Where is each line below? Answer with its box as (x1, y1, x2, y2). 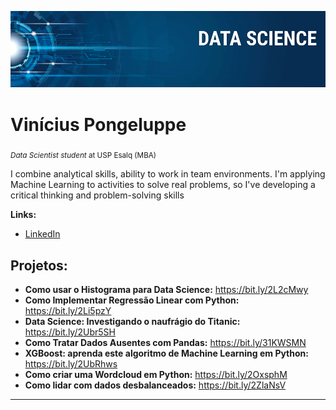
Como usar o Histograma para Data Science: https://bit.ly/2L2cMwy (24, 284, 309, 296)
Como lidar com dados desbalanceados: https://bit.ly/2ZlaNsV (24, 379, 287, 391)
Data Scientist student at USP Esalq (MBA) (10, 151, 157, 161)
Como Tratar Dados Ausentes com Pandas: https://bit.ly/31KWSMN (24, 337, 307, 349)
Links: (10, 209, 37, 221)
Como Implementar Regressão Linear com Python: (24, 294, 240, 306)
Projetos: (10, 257, 68, 274)
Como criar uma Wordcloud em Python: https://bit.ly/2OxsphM (24, 369, 288, 381)
